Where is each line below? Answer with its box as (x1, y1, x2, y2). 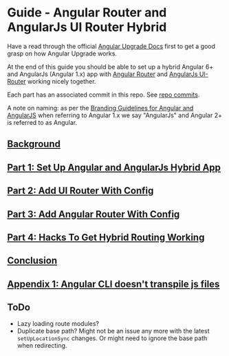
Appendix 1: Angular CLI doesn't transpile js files (7, 278, 220, 289)
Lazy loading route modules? (17, 320, 100, 328)
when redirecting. (17, 342, 67, 350)
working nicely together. (27, 77, 96, 85)
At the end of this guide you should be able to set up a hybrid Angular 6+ (7, 62, 214, 71)
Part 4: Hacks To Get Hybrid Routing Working (7, 231, 205, 243)
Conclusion (7, 255, 58, 267)
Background (7, 139, 61, 150)
